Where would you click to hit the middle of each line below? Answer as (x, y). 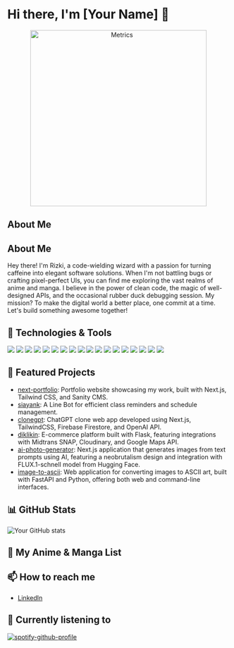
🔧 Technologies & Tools (60, 333)
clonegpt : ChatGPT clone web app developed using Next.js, (104, 419)
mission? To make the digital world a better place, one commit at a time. (112, 303)
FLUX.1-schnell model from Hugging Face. (79, 464)
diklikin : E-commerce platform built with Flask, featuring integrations (117, 434)
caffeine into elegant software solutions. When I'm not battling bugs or (110, 273)
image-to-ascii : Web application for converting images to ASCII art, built (122, 472)
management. (38, 412)
